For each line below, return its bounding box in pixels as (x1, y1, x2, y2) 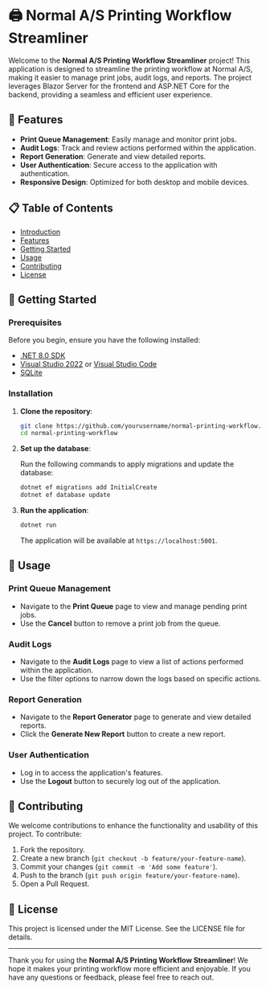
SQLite (19, 368, 43, 378)
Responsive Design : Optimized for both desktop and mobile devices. (19, 177, 249, 187)
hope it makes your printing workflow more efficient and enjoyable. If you (8, 964, 251, 974)
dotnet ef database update (19, 491, 111, 499)
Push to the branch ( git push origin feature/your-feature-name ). (19, 870, 240, 881)
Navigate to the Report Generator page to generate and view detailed (19, 713, 252, 722)
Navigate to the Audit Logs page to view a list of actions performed (19, 656, 243, 666)
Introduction (19, 227, 61, 236)
